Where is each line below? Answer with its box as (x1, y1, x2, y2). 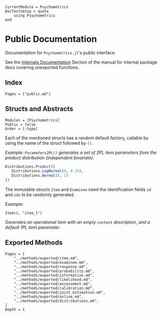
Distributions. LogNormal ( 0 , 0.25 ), (11, 169, 84, 173)
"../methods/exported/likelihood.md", (14, 277, 92, 282)
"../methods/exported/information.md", (14, 273, 95, 278)
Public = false (5, 122, 36, 127)
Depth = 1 (5, 307, 25, 312)
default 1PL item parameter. (5, 225, 61, 231)
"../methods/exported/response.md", (14, 264, 89, 269)
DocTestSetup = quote (5, 9, 49, 14)
